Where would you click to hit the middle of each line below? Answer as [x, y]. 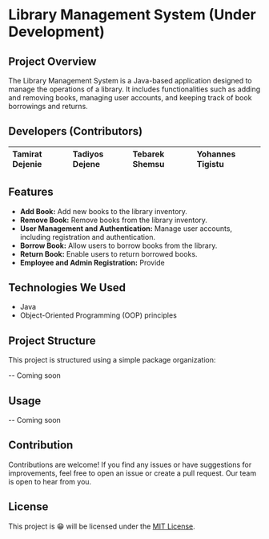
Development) [57, 32]
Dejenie [27, 164]
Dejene [86, 164]
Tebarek [149, 154]
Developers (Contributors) [75, 131]
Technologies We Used [67, 288]
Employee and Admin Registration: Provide [92, 262]
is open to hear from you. [50, 481]
